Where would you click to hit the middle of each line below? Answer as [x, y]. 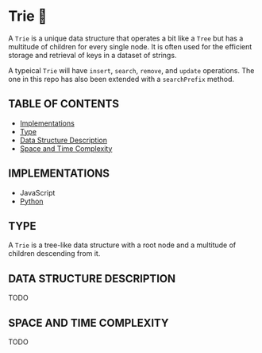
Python [31, 201]
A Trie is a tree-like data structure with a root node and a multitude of [122, 245]
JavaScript [37, 192]
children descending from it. [54, 254]
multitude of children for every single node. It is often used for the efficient [130, 46]
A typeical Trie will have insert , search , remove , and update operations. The [131, 70]
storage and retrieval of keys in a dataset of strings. [92, 55]
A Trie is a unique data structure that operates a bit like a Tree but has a [126, 38]
